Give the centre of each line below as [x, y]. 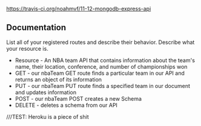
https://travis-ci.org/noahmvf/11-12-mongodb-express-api [79, 9]
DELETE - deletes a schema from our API [66, 105]
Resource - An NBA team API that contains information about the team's [105, 60]
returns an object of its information [58, 79]
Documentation [36, 27]
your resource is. [27, 48]
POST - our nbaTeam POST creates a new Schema [78, 98]
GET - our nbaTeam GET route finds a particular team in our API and [100, 73]
